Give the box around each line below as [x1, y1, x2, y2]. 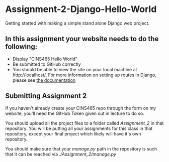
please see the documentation [12, 77, 76, 83]
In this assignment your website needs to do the [5, 35, 159, 43]
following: [5, 43, 38, 51]
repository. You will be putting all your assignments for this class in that [5, 125, 153, 131]
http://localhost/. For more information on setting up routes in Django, [12, 72, 157, 78]
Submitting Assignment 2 [5, 92, 87, 100]
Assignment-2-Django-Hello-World [5, 4, 157, 15]
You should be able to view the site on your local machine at [12, 66, 137, 72]
